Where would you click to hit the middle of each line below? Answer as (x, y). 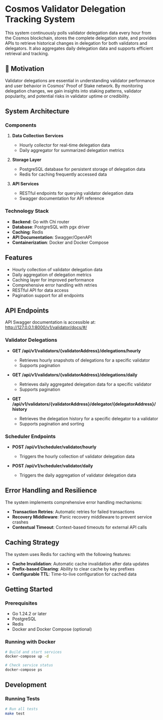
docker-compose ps (24, 670)
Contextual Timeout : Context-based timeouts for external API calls (80, 527)
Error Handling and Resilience (51, 490)
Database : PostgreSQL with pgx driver (51, 227)
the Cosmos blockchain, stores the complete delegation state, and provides (81, 38)
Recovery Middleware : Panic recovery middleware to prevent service (82, 517)
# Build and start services (34, 652)
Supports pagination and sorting (52, 424)
